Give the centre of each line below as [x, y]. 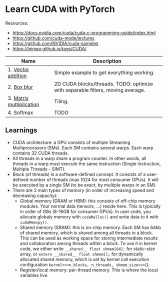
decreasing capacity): [35, 195]
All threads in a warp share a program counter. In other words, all [79, 158]
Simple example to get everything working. [104, 72]
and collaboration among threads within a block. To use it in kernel [88, 243]
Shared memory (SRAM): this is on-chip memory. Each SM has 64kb [90, 227]
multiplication [23, 104]
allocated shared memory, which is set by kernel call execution [84, 259]
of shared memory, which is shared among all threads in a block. [86, 232]
